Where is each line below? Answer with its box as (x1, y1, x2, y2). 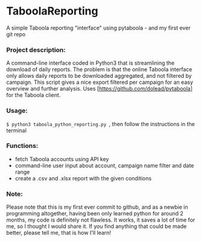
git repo (6, 30, 26, 37)
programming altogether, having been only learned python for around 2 (6, 210, 183, 217)
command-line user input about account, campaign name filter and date (14, 162, 194, 169)
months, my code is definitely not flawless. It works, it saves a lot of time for (6, 216, 196, 224)
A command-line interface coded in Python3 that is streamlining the (6, 59, 175, 67)
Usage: (6, 107, 28, 115)
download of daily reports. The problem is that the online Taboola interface (6, 66, 193, 73)
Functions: (6, 142, 39, 150)
